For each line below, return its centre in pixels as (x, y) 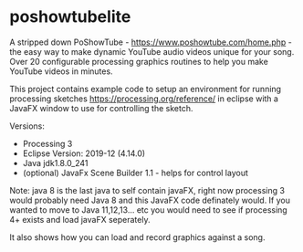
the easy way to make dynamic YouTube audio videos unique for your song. (152, 51)
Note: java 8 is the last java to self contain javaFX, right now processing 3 (147, 190)
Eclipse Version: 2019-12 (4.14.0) (84, 153)
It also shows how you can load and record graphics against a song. (137, 237)
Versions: (27, 126)
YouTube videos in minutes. (61, 71)
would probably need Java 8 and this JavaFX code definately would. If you (150, 200)
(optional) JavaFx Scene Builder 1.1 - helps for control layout (136, 173)
